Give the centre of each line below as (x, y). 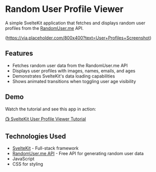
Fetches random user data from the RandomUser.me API (70, 65)
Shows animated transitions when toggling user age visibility (74, 81)
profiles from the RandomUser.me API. (44, 28)
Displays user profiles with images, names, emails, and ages (74, 71)
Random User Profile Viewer (64, 9)
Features (19, 53)
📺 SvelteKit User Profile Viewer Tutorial (46, 119)
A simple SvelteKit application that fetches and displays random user (75, 23)
